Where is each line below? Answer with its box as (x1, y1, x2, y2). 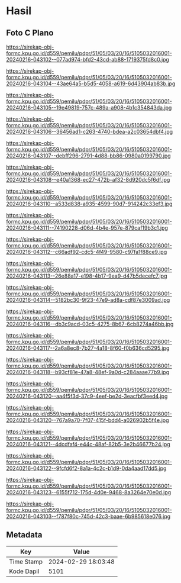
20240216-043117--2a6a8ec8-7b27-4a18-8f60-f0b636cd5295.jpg (6, 344, 170, 352)
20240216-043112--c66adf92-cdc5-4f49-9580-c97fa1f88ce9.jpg (6, 249, 167, 255)
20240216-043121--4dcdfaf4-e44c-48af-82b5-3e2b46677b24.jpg (6, 441, 170, 447)
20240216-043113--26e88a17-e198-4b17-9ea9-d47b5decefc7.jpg (6, 272, 167, 279)
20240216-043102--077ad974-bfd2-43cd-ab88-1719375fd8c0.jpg (6, 56, 170, 63)
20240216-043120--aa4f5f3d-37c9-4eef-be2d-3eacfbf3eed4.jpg (6, 392, 168, 400)
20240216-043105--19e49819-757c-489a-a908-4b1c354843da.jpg (6, 104, 172, 111)
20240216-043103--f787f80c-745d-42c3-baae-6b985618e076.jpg (6, 513, 171, 520)
